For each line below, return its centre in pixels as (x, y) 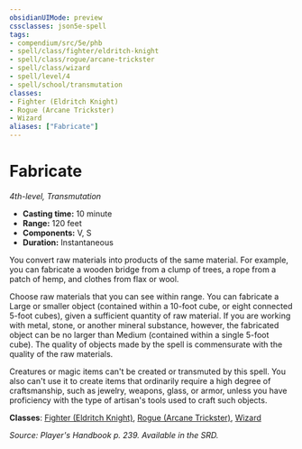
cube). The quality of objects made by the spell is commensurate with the (146, 344)
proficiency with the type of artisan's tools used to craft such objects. (138, 400)
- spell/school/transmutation (66, 85)
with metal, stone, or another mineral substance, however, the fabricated (144, 325)
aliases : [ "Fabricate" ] (54, 127)
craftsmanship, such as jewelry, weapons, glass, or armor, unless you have (148, 390)
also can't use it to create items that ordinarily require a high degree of (140, 380)
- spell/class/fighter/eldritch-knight (84, 51)
